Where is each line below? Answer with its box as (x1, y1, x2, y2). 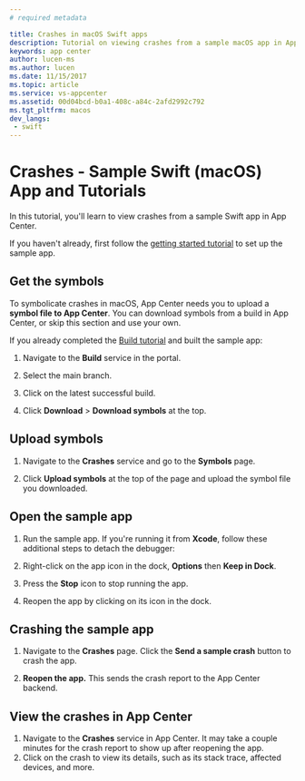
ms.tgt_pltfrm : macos (9, 105, 92, 114)
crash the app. (22, 655, 77, 667)
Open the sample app (9, 509, 133, 524)
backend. (22, 682, 58, 694)
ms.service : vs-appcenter (9, 88, 107, 98)
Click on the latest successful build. (22, 387, 156, 398)
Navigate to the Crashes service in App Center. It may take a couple (22, 733, 278, 744)
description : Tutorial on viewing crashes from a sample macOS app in (9, 38, 282, 47)
